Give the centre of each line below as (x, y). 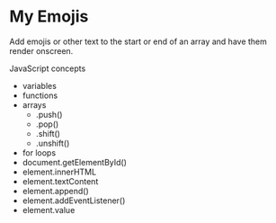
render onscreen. (41, 50)
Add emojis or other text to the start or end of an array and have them (138, 41)
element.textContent (60, 181)
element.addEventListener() (74, 201)
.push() (49, 114)
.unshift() (53, 143)
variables (39, 85)
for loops (39, 152)
